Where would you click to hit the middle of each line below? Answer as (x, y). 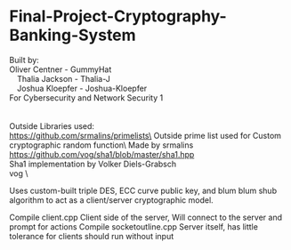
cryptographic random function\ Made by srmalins (101, 145)
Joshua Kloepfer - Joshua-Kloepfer (82, 88)
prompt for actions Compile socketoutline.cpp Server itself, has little (133, 226)
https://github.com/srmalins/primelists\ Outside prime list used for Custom (145, 135)
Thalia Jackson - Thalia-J (64, 78)
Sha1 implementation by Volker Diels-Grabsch (93, 164)
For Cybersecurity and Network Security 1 (86, 97)
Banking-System (73, 35)
